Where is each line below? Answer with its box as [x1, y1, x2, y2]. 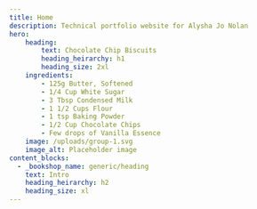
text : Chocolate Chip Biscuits [41, 46, 157, 55]
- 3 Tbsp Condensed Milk [41, 95, 133, 105]
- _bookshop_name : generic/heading [17, 162, 149, 171]
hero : [9, 29, 29, 38]
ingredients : [25, 71, 74, 80]
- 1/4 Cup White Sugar [41, 87, 125, 96]
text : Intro [25, 170, 69, 179]
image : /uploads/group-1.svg [25, 137, 133, 146]
